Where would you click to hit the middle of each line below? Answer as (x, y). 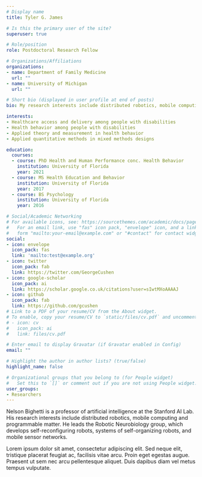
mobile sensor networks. (37, 437)
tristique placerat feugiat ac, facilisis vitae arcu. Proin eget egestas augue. (98, 455)
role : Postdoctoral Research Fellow (52, 51)
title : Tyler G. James (35, 17)
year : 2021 (31, 172)
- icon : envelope (28, 244)
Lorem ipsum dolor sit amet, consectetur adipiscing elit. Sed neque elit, (94, 449)
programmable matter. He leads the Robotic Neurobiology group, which (95, 424)
